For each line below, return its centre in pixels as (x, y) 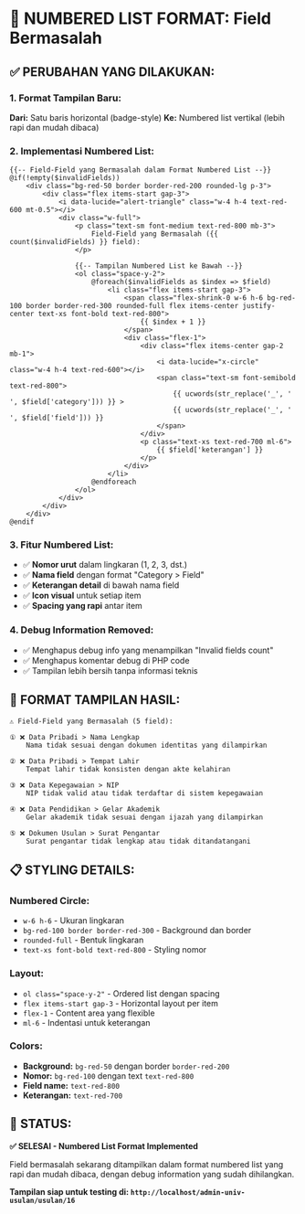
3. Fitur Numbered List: (62, 545)
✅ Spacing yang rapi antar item (83, 606)
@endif (22, 522)
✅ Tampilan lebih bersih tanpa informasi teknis (110, 670)
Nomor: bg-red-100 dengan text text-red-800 (108, 1076)
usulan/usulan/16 (42, 1200)
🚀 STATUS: (41, 1124)
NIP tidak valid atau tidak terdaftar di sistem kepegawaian (144, 793)
